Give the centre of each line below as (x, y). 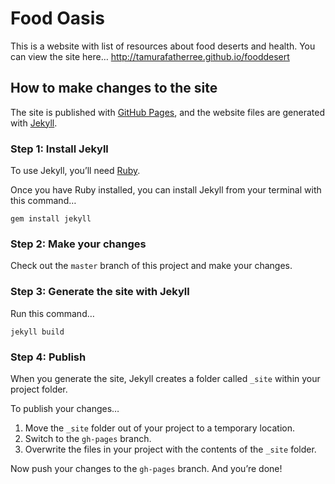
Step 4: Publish (48, 357)
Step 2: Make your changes (78, 244)
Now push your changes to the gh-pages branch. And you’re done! (146, 468)
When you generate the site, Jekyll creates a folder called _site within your (165, 378)
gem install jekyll (51, 219)
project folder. (39, 389)
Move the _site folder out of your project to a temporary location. (159, 428)
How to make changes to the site (114, 88)
